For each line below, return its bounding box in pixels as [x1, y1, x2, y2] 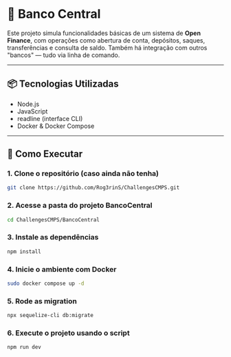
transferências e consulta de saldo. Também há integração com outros [7, 43, 208, 52]
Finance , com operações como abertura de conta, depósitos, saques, [7, 36, 206, 44]
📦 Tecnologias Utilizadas [7, 78, 119, 90]
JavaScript [16, 107, 48, 116]
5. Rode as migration [7, 296, 77, 305]
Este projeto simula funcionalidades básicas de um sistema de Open [7, 29, 201, 37]
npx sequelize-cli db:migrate [7, 312, 94, 319]
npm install [7, 248, 41, 255]
